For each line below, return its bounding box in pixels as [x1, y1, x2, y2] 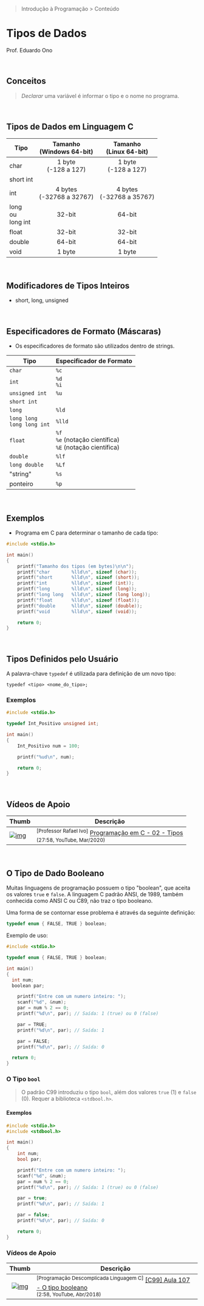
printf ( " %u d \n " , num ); [17, 754, 75, 760]
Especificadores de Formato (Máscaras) [6, 326, 161, 337]
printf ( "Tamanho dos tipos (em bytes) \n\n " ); [17, 563, 135, 569]
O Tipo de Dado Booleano [6, 868, 104, 879]
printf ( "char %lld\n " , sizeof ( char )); [17, 569, 137, 575]
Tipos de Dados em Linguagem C [6, 122, 134, 132]
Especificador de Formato [55, 357, 132, 365]
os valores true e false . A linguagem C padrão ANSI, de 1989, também [6, 891, 183, 898]
